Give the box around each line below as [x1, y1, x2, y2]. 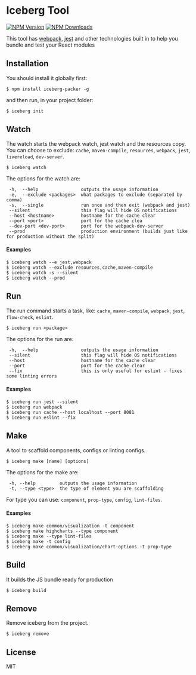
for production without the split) [6, 234, 95, 240]
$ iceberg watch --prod [6, 275, 66, 281]
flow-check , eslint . [6, 313, 54, 320]
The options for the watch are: [6, 174, 80, 182]
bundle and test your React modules [6, 41, 95, 48]
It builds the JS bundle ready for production [6, 576, 113, 583]
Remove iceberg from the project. [6, 619, 89, 627]
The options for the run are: [6, 335, 74, 342]
